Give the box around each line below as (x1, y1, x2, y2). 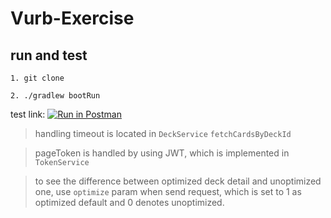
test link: (10, 108, 46, 120)
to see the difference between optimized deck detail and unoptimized (34, 175, 322, 187)
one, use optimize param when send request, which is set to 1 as (34, 186, 302, 197)
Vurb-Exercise (10, 7, 135, 30)
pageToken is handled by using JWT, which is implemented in (34, 147, 290, 159)
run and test (10, 47, 88, 64)
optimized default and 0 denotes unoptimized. (34, 197, 225, 208)
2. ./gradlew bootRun (10, 91, 101, 101)
